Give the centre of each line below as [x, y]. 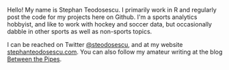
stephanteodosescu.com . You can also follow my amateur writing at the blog [115, 52]
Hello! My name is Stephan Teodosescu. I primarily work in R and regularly [112, 10]
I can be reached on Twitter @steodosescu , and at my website [95, 45]
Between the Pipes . [35, 59]
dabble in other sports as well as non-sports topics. [80, 31]
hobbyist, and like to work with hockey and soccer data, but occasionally [109, 24]
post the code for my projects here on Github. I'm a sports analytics [102, 17]
